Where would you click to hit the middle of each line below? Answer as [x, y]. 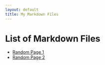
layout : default [22, 10]
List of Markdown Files [53, 39]
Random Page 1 [28, 52]
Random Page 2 [29, 58]
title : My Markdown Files [32, 14]
